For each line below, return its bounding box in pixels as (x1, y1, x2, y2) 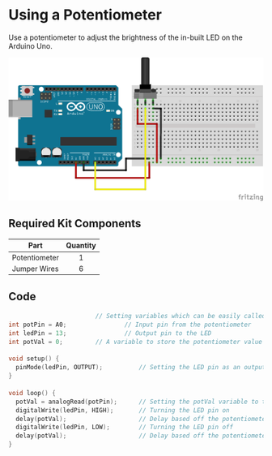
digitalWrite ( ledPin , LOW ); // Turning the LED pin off (15, 424, 233, 432)
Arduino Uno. (8, 41, 53, 50)
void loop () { (8, 389, 57, 397)
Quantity (66, 241, 97, 251)
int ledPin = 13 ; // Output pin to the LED (8, 329, 212, 338)
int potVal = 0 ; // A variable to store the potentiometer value (8, 338, 263, 346)
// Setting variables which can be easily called (95, 312, 266, 320)
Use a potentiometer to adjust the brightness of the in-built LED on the (8, 32, 243, 42)
